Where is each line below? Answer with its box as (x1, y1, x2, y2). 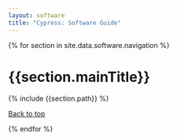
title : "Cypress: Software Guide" (8, 19, 122, 27)
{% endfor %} (8, 124, 53, 134)
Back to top (8, 109, 46, 119)
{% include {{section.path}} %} (8, 94, 109, 103)
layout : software (8, 11, 65, 20)
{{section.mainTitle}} (8, 68, 151, 86)
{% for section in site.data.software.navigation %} (8, 40, 170, 50)
